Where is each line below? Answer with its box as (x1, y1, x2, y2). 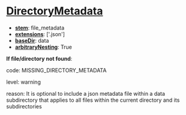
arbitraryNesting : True (14, 43, 72, 51)
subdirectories (6, 102, 42, 110)
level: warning (6, 78, 41, 85)
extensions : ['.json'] (14, 30, 65, 37)
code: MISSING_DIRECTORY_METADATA (6, 66, 107, 73)
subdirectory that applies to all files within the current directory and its (6, 96, 180, 104)
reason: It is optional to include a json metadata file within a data (6, 90, 166, 97)
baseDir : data (14, 37, 49, 44)
